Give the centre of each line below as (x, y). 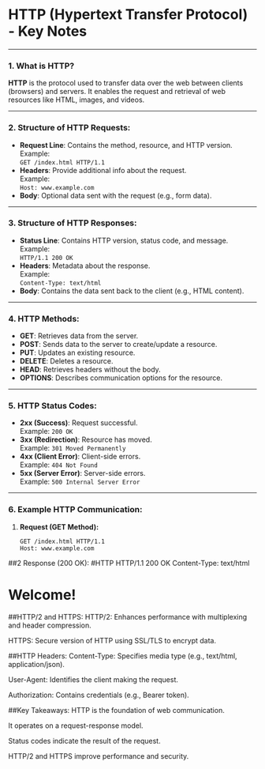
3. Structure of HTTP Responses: (73, 223)
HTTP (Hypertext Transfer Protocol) (128, 15)
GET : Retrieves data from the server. (79, 336)
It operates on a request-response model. (76, 726)
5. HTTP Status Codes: (52, 406)
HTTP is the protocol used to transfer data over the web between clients (126, 83)
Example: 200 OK (46, 432)
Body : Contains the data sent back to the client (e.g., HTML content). (132, 291)
